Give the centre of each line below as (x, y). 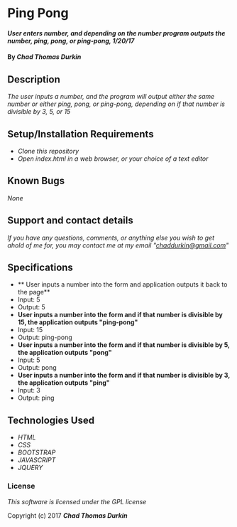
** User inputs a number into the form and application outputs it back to (122, 284)
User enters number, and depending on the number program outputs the (116, 33)
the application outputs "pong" (65, 353)
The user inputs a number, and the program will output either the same (111, 97)
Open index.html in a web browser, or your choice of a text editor (113, 159)
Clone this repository (48, 151)
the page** (34, 292)
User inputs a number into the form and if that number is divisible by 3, (124, 376)
